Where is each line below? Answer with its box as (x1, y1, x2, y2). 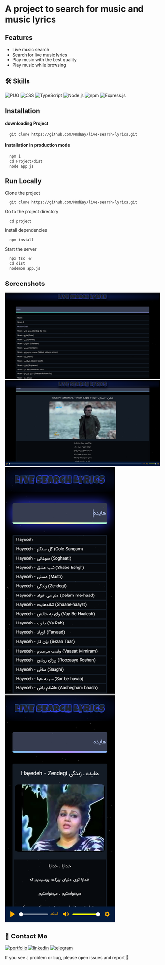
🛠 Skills (5, 77, 30, 85)
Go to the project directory (5, 209, 59, 215)
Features (5, 33, 33, 42)
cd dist (9, 261, 26, 266)
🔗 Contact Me (5, 932, 48, 940)
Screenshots (5, 279, 45, 288)
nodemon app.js (9, 266, 41, 271)
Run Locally (5, 177, 42, 185)
